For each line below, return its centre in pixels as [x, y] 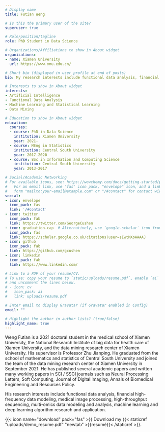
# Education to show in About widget [44, 118]
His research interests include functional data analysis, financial [69, 394]
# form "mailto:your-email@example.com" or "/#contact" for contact [79, 191]
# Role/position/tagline [30, 37]
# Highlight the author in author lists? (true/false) [62, 319]
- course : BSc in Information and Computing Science [65, 159]
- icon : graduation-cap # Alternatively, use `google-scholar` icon [78, 228]
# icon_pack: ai [24, 292]
